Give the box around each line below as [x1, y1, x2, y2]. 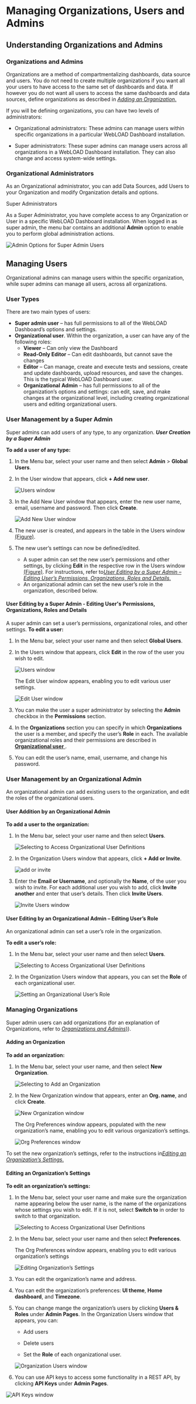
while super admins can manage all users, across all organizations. [6, 280, 167, 287]
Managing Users [6, 259, 68, 268]
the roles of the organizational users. [6, 794, 95, 801]
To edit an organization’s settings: [6, 1182, 91, 1189]
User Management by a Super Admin [6, 415, 113, 423]
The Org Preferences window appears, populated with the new [14, 1121, 166, 1128]
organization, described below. [23, 587, 98, 594]
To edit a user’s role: [6, 939, 57, 946]
